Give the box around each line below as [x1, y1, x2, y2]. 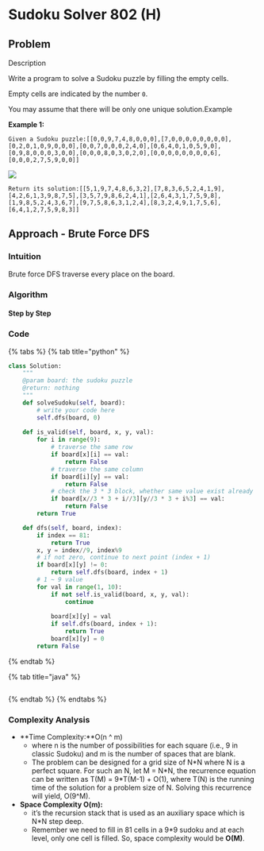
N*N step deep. [31, 817, 84, 826]
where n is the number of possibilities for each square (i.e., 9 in [31, 741, 239, 750]
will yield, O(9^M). [31, 791, 91, 801]
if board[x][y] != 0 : [36, 561, 109, 569]
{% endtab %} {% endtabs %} [8, 694, 107, 704]
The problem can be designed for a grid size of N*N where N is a [31, 757, 246, 768]
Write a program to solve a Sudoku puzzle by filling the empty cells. [8, 74, 229, 83]
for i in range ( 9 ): [36, 435, 101, 444]
